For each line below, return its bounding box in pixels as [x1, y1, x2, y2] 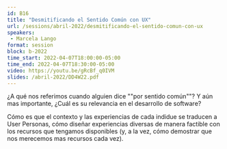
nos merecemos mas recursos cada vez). [7, 135, 124, 143]
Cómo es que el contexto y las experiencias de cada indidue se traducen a [7, 113, 217, 121]
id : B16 [7, 10, 29, 17]
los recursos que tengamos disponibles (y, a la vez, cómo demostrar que [7, 127, 212, 135]
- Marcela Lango [10, 36, 57, 42]
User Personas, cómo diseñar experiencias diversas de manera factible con [7, 120, 221, 128]
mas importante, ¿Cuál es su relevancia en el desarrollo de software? [7, 100, 202, 108]
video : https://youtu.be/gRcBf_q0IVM [7, 67, 115, 74]
